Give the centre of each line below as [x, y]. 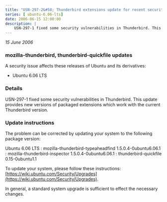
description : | [21, 24]
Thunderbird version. [27, 110]
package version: [23, 139]
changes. [15, 194]
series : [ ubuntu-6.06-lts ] [34, 14]
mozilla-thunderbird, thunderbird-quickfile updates [69, 55]
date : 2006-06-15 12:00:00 [33, 19]
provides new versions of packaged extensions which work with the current [83, 104]
